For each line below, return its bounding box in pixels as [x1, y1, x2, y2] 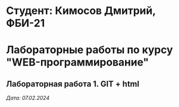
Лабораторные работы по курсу [6, 43, 173, 57]
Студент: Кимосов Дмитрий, [6, 4, 156, 18]
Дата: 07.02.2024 [6, 95, 50, 102]
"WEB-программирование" [6, 56, 149, 69]
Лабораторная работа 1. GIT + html [6, 79, 140, 89]
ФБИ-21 [6, 16, 45, 30]
